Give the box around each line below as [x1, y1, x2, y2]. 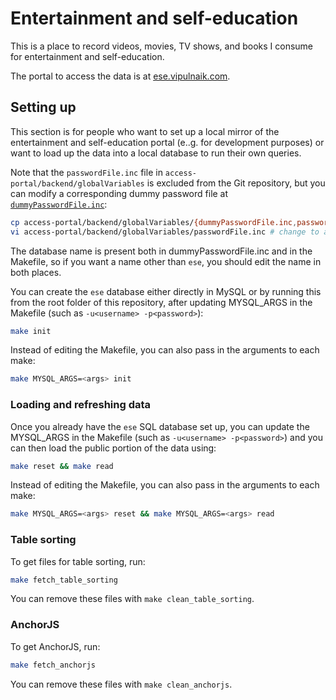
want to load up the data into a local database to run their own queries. [10, 147, 302, 159]
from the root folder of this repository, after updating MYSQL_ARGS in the [10, 296, 313, 308]
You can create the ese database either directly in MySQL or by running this [10, 285, 322, 297]
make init [10, 326, 52, 336]
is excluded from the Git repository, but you [146, 177, 326, 189]
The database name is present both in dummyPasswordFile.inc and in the [10, 245, 313, 257]
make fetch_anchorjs [10, 660, 97, 670]
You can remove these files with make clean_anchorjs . [10, 678, 233, 690]
